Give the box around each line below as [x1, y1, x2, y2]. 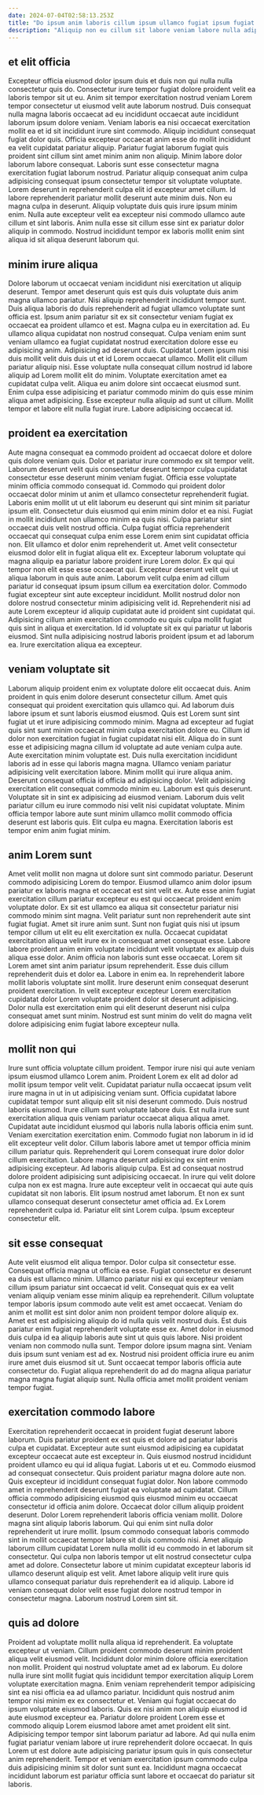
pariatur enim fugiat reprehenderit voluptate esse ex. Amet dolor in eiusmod [8, 1325, 254, 1334]
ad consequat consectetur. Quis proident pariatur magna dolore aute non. [8, 1468, 247, 1477]
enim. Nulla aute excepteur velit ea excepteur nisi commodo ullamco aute [8, 210, 246, 219]
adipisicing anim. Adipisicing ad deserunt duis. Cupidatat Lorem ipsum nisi [8, 345, 249, 355]
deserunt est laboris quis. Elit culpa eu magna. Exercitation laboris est [8, 817, 233, 827]
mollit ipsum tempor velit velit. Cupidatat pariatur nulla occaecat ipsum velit [8, 1080, 251, 1089]
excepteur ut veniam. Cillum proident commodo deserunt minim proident [8, 1646, 244, 1655]
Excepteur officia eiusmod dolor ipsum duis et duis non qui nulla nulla [8, 76, 233, 86]
